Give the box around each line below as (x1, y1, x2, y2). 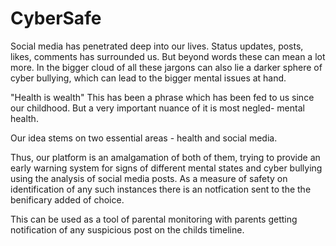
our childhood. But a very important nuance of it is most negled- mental (10, 102, 305, 114)
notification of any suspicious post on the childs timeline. (10, 223, 245, 236)
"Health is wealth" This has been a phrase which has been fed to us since (10, 91, 315, 103)
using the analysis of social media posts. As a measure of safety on (10, 172, 288, 184)
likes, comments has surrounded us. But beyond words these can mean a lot (10, 50, 326, 62)
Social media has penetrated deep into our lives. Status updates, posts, (10, 40, 304, 52)
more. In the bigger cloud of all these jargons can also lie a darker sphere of (10, 61, 323, 73)
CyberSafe (10, 7, 102, 30)
